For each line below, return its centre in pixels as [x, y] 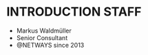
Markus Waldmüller [44, 31]
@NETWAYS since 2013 [50, 45]
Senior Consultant [42, 37]
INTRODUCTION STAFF [74, 12]
